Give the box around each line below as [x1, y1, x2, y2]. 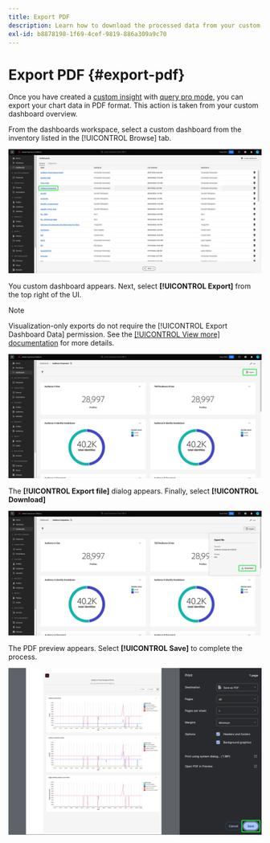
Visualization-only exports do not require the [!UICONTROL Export [8, 321, 227, 331]
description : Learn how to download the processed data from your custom [8, 21, 261, 30]
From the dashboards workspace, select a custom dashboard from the [8, 125, 242, 134]
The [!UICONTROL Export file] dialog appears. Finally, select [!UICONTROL [8, 486, 259, 496]
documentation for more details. [8, 338, 115, 348]
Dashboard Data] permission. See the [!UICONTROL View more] [8, 329, 221, 339]
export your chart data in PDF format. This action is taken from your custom [8, 100, 259, 110]
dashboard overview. [8, 109, 78, 119]
